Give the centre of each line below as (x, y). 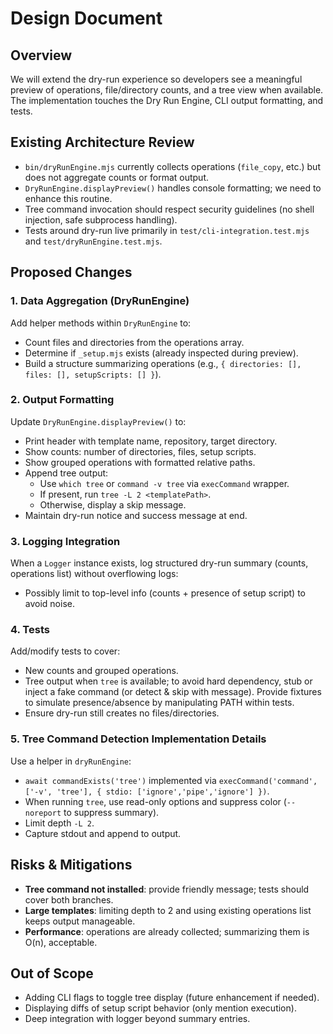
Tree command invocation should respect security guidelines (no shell (169, 209)
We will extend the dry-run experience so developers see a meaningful (156, 79)
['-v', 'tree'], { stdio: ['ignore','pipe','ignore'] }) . (147, 791)
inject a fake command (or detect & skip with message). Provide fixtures (173, 692)
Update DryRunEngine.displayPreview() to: (98, 421)
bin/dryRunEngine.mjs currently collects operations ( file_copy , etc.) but (172, 166)
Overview (41, 55)
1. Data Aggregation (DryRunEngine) (100, 301)
